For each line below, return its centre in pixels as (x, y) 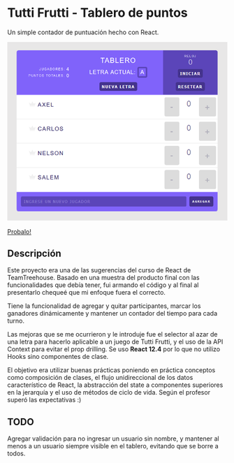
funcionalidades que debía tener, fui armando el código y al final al (103, 285)
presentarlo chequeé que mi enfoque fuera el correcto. (87, 293)
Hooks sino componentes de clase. (58, 357)
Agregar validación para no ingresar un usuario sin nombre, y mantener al (113, 439)
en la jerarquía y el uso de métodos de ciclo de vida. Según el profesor (109, 392)
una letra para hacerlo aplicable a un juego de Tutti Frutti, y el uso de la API (115, 342)
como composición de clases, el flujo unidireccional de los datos (100, 378)
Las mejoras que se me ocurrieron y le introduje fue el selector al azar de (112, 335)
